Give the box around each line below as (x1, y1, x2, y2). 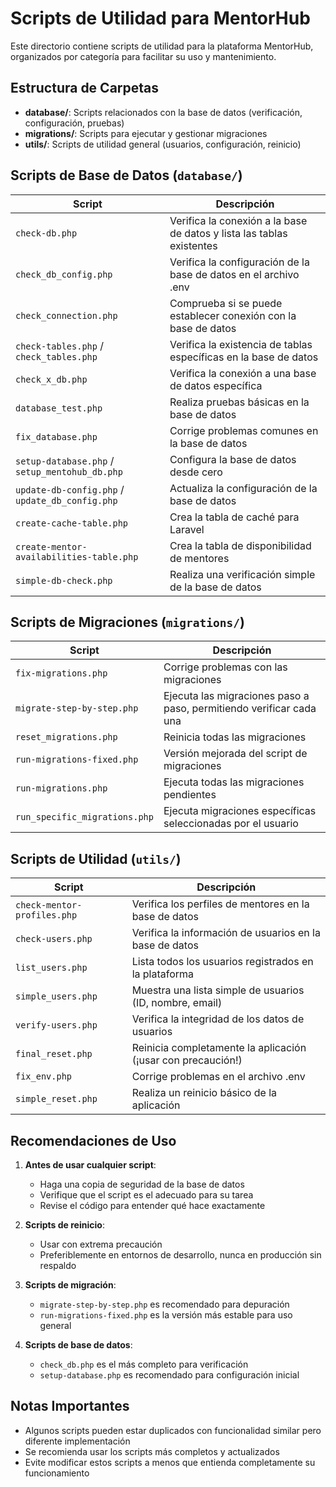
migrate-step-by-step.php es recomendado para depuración (39, 1298, 290, 1310)
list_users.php (15, 962, 88, 974)
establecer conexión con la (169, 308, 297, 322)
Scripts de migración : (24, 1279, 117, 1291)
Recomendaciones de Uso (10, 1132, 177, 1149)
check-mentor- (15, 900, 83, 911)
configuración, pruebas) (24, 117, 125, 129)
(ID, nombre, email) (131, 996, 223, 1010)
